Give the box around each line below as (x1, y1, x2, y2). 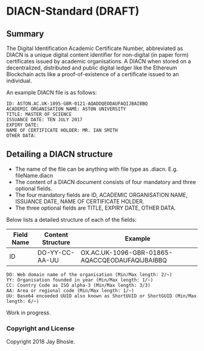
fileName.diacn (15, 172, 53, 179)
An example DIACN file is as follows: (6, 89, 97, 96)
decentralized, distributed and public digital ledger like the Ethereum (6, 64, 177, 71)
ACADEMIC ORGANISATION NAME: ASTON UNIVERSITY (6, 106, 126, 112)
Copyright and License (6, 324, 75, 333)
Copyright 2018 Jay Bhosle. (6, 338, 75, 346)
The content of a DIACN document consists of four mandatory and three (15, 178, 196, 185)
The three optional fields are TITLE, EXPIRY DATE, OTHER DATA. (15, 204, 176, 211)
